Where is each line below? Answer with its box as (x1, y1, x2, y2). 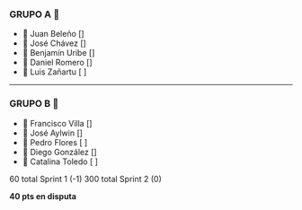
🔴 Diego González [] (22, 146, 97, 157)
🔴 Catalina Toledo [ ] (22, 156, 99, 167)
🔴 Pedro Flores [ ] (22, 136, 88, 147)
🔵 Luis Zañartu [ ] (22, 66, 87, 77)
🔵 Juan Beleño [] (22, 29, 84, 39)
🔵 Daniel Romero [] (22, 57, 93, 68)
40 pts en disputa (9, 190, 76, 201)
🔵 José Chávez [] (22, 38, 87, 48)
